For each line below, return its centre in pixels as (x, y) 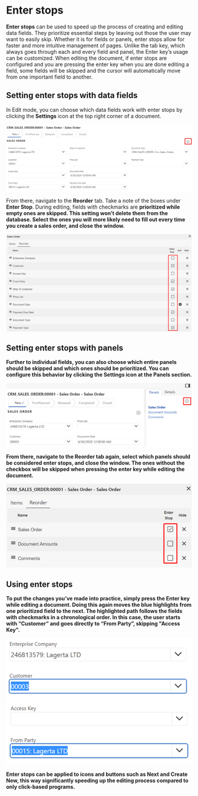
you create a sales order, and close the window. (65, 226)
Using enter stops (39, 584)
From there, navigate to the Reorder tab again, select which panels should (98, 457)
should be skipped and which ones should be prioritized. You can (88, 368)
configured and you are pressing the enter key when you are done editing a (98, 64)
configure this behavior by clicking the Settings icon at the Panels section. (99, 375)
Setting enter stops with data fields (72, 95)
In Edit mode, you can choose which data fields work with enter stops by (94, 109)
